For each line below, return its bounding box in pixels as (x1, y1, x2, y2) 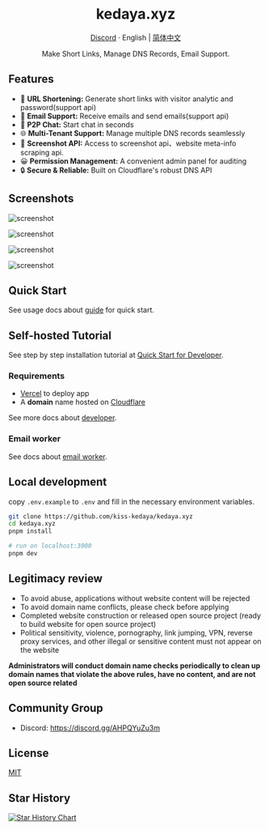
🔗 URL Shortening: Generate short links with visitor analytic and (19, 94, 233, 104)
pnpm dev (8, 550, 38, 558)
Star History (8, 791, 71, 805)
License (8, 746, 49, 760)
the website (19, 645, 60, 654)
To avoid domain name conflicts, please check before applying (19, 602, 229, 611)
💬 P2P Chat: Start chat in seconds (19, 119, 135, 130)
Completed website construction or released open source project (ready (19, 611, 261, 620)
